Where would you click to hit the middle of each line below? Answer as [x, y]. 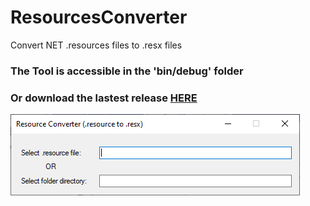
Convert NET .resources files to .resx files [96, 45]
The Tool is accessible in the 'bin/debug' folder [127, 71]
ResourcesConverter [99, 17]
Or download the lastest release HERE [104, 98]
